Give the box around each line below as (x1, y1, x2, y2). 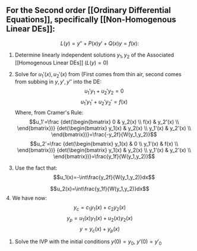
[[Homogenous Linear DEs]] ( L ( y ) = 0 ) (14, 59, 109, 66)
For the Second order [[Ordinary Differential (6, 5, 171, 15)
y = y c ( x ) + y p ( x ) (79, 225, 120, 234)
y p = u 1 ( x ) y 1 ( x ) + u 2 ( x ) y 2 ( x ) (66, 214, 133, 223)
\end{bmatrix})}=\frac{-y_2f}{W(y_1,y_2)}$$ (51, 131, 157, 138)
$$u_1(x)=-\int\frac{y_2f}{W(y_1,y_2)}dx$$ (53, 174, 155, 181)
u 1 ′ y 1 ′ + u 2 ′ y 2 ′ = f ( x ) (80, 98, 128, 106)
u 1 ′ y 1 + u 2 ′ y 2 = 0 (84, 87, 124, 96)
